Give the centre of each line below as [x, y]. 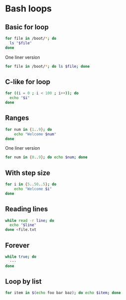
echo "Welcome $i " [33, 189]
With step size [28, 173]
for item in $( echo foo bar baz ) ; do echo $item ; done [63, 293]
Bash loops [29, 9]
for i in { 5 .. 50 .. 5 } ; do [31, 185]
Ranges [17, 118]
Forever [17, 245]
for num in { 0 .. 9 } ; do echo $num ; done [46, 157]
